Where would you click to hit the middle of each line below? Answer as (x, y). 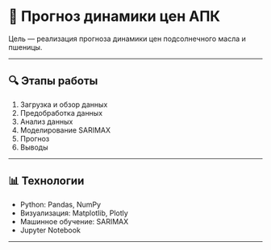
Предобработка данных (61, 113)
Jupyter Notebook (50, 230)
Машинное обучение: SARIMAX (74, 221)
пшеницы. (25, 47)
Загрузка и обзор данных (64, 105)
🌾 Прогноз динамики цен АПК (114, 16)
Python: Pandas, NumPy (60, 204)
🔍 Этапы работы (53, 81)
